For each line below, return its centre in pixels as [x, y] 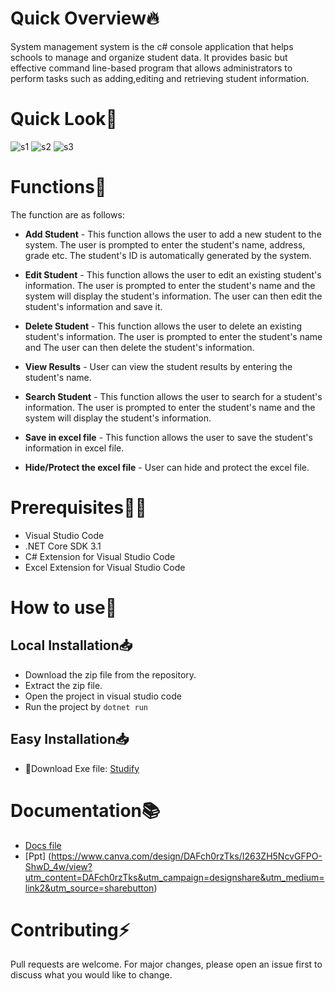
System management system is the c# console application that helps [152, 46]
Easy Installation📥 [70, 739]
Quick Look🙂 [64, 119]
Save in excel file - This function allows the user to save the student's [168, 437]
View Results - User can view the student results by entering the [158, 366]
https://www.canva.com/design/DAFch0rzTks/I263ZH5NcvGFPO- [187, 856]
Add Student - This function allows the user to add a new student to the [173, 234]
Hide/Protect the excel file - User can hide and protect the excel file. [167, 467]
